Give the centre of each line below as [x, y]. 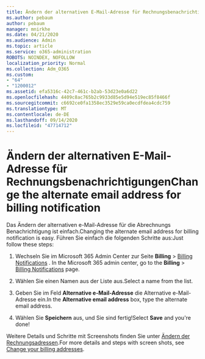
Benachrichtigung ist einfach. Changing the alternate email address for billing [103, 231]
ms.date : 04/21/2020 [33, 35]
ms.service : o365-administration [49, 52]
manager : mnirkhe [28, 29]
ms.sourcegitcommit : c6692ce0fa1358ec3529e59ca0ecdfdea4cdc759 [88, 103]
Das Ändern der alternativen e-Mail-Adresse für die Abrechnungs [88, 225]
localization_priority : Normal [46, 63]
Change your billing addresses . [45, 349]
